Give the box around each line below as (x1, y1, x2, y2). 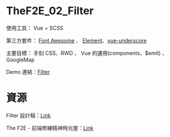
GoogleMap (6, 56, 35, 63)
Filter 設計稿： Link (6, 112, 51, 119)
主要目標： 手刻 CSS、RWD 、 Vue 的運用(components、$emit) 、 (6, 49, 168, 57)
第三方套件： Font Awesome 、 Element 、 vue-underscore (6, 37, 147, 44)
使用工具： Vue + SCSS (6, 24, 64, 31)
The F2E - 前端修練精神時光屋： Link (6, 124, 94, 131)
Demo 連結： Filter (6, 68, 50, 75)
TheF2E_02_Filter (6, 4, 94, 18)
